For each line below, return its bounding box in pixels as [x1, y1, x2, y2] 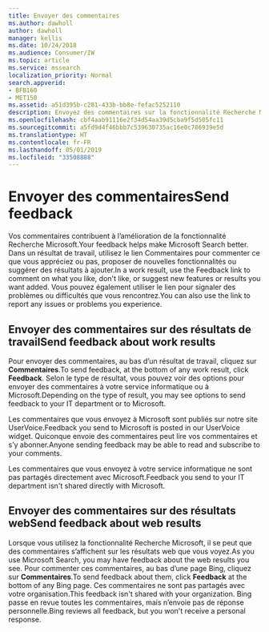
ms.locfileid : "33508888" [8, 153, 94, 161]
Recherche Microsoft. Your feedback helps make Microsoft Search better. [8, 240, 249, 249]
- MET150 [8, 94, 38, 102]
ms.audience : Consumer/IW [8, 49, 94, 57]
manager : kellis [8, 34, 62, 42]
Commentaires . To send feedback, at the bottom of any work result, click [8, 365, 249, 374]
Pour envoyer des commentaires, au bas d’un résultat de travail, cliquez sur [8, 356, 257, 365]
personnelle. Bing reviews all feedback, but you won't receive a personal [8, 606, 246, 615]
